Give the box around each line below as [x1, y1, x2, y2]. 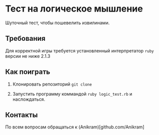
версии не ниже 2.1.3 [5, 53, 50, 59]
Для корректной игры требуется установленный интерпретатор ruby [5, 47, 154, 53]
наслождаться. [12, 96, 45, 102]
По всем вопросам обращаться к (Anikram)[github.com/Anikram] [5, 124, 145, 130]
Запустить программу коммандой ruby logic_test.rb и [12, 91, 133, 97]
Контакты [5, 110, 38, 119]
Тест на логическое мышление [5, 3, 143, 15]
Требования [5, 34, 45, 43]
